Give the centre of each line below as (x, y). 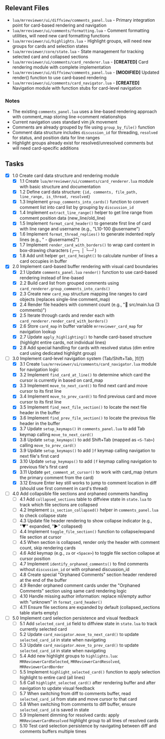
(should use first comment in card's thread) (64, 488)
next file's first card (39, 456)
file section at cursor (40, 537)
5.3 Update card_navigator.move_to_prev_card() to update (79, 645)
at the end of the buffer (43, 580)
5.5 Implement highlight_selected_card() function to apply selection (90, 672)
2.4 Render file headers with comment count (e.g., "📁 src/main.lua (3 (90, 304)
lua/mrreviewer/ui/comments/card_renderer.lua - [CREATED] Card (80, 62)
